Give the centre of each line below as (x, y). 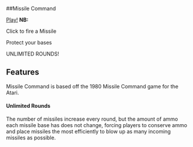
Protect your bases (29, 42)
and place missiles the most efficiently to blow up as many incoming (89, 132)
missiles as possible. (31, 138)
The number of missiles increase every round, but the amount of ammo (92, 119)
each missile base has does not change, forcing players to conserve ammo (97, 125)
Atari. (13, 93)
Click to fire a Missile (31, 31)
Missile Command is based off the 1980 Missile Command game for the (92, 86)
